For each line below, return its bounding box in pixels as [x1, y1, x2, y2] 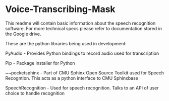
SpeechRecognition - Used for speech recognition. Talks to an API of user [5, 84, 159, 91]
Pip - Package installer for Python [5, 60, 75, 66]
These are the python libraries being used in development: [5, 40, 127, 46]
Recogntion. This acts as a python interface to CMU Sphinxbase [5, 75, 139, 81]
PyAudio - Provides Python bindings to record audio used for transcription [5, 50, 159, 56]
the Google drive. [5, 31, 41, 37]
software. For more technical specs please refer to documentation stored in [5, 25, 162, 31]
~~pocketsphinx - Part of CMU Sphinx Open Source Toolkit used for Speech [5, 69, 164, 76]
